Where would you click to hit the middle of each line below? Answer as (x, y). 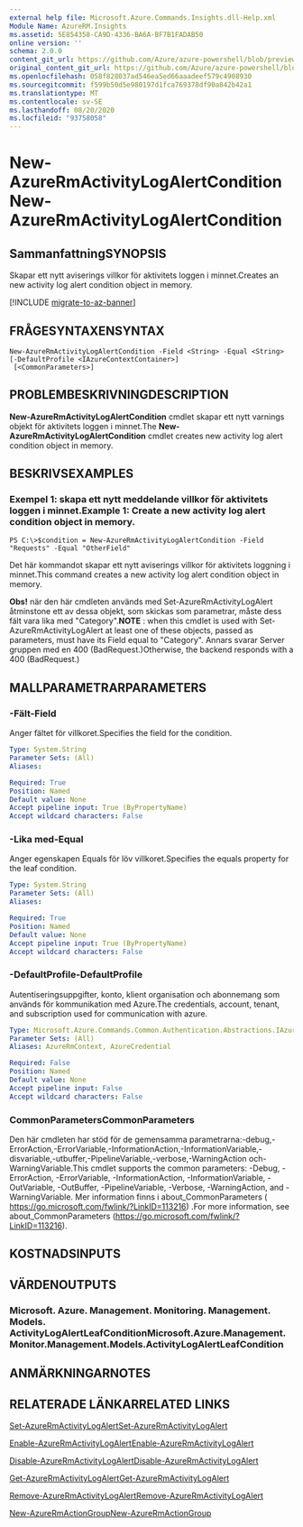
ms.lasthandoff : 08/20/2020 (62, 110)
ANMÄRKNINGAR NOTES (80, 1373)
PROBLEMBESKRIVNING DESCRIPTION (119, 395)
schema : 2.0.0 (36, 51)
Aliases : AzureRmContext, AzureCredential (90, 1047)
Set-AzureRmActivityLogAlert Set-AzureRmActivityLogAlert (119, 1425)
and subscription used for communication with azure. (109, 1013)
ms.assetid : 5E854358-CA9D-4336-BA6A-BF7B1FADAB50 (106, 34)
